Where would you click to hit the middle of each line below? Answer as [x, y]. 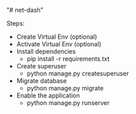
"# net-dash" [25, 10]
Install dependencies [46, 51]
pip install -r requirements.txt [68, 59]
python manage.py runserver [68, 103]
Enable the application [48, 95]
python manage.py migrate [65, 88]
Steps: [16, 23]
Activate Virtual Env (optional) [59, 44]
